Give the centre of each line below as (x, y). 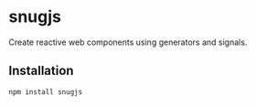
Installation (41, 71)
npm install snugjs (46, 92)
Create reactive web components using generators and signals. (128, 42)
